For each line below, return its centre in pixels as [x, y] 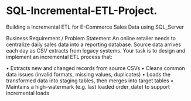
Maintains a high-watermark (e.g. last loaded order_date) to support [88, 86]
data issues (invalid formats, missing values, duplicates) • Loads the [88, 74]
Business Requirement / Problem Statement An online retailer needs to [91, 38]
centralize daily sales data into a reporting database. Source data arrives [94, 44]
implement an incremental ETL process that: [59, 57]
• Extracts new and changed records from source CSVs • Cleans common [96, 68]
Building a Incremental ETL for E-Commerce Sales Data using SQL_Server [95, 27]
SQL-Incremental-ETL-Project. [82, 11]
